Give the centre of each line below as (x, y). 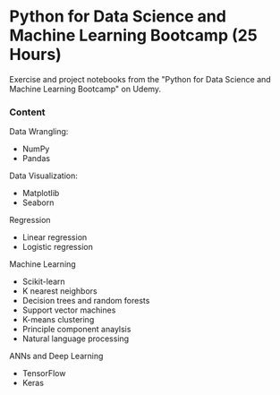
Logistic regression (58, 247)
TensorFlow (44, 374)
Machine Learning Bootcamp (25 (133, 35)
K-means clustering (58, 320)
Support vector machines (69, 310)
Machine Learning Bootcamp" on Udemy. (85, 89)
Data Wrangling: (39, 132)
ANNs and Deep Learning (56, 356)
